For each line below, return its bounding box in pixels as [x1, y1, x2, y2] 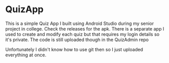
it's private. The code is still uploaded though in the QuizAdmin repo [5, 37, 149, 43]
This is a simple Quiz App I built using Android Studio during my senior [5, 20, 154, 26]
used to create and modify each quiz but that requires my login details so [5, 31, 160, 37]
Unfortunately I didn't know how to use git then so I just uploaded [5, 46, 143, 52]
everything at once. [5, 52, 47, 58]
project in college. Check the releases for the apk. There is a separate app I [5, 25, 164, 31]
